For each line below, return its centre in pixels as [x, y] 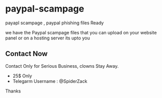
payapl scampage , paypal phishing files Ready [55, 23]
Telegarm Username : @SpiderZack [50, 81]
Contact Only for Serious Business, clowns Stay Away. [62, 66]
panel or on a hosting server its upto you [48, 38]
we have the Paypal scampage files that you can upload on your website [81, 32]
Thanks [13, 91]
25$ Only [22, 76]
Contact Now [26, 54]
